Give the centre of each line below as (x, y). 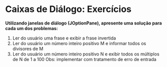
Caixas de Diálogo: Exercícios (68, 9)
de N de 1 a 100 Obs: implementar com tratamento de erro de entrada (85, 59)
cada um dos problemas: (32, 28)
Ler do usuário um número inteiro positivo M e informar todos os (79, 43)
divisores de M (28, 48)
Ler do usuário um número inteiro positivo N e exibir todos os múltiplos (86, 54)
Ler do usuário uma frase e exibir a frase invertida (64, 38)
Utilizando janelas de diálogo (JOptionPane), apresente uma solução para (83, 23)
